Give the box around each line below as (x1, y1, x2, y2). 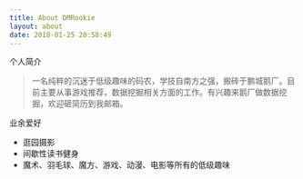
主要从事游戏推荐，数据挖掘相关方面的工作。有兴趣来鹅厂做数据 (39, 87, 279, 98)
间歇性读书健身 (22, 148, 79, 159)
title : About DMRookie (9, 13, 96, 23)
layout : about (9, 22, 64, 31)
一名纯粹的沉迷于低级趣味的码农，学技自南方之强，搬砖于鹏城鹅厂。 (31, 75, 288, 86)
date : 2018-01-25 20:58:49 (9, 30, 112, 39)
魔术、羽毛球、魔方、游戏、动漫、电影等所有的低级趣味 (22, 160, 230, 171)
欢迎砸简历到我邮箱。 (47, 98, 128, 109)
